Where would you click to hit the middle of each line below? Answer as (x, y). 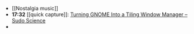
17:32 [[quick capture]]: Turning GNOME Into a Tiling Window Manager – (100, 14)
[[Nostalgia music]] (35, 8)
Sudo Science (29, 20)
